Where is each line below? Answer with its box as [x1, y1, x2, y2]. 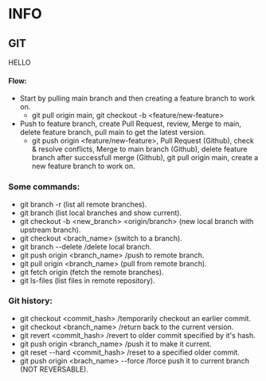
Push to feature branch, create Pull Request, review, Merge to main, [19, 119, 241, 128]
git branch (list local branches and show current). [19, 208, 182, 218]
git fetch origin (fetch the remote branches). [19, 267, 165, 277]
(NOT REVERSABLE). [19, 364, 89, 374]
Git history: [8, 296, 53, 307]
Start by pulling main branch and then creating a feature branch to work [19, 93, 256, 104]
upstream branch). [19, 225, 81, 234]
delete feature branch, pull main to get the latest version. [19, 128, 206, 137]
